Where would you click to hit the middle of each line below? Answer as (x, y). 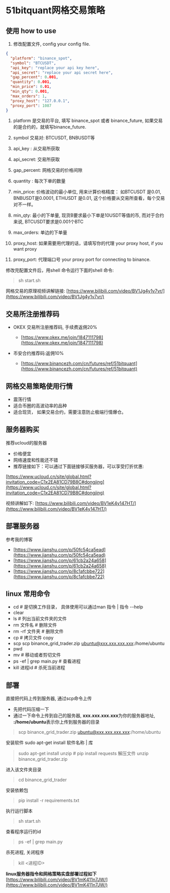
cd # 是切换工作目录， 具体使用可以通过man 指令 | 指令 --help (78, 607)
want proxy (25, 249)
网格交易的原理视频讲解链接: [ (37, 291)
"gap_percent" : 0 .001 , (34, 77)
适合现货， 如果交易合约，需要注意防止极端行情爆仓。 (69, 412)
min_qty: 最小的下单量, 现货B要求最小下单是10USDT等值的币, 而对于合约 (89, 215)
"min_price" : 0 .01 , (31, 87)
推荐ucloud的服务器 (26, 442)
